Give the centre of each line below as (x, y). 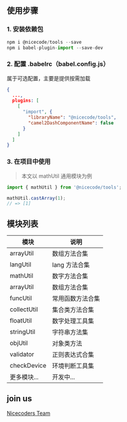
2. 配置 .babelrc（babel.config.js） (58, 64)
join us (19, 399)
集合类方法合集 (73, 310)
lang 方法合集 (71, 265)
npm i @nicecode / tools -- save (44, 42)
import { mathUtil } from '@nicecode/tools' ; (64, 187)
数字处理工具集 (73, 321)
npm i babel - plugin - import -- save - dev (55, 48)
